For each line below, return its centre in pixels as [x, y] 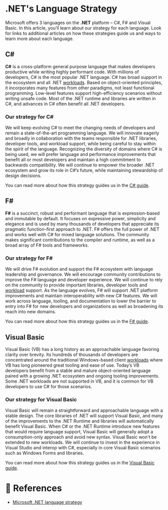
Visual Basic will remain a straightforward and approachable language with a [84, 410]
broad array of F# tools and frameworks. [47, 245]
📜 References [34, 488]
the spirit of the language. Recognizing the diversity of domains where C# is [84, 149]
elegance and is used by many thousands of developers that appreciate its [82, 224]
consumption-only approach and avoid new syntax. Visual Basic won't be [81, 437]
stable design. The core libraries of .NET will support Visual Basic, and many [84, 416]
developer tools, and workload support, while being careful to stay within [81, 144]
